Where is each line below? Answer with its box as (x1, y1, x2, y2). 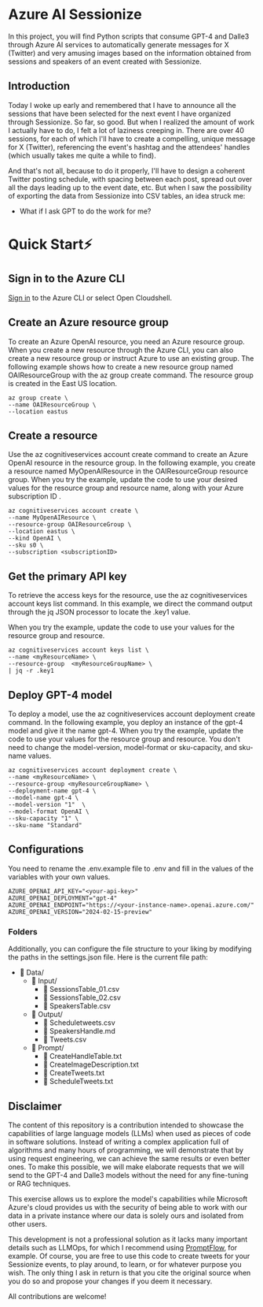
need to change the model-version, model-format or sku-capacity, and (8, 743, 237, 752)
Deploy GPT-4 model (8, 688, 112, 702)
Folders (8, 926, 38, 937)
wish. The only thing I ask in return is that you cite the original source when (8, 1268, 251, 1277)
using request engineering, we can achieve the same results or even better (8, 1153, 250, 1163)
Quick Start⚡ (8, 235, 93, 253)
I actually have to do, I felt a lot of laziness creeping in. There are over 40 (8, 125, 245, 135)
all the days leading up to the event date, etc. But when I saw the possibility (8, 183, 252, 192)
